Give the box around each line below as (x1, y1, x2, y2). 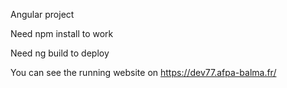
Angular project (10, 9, 75, 20)
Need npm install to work (10, 28, 114, 39)
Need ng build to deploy (10, 47, 110, 59)
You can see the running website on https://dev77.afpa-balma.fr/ (10, 67, 277, 78)
